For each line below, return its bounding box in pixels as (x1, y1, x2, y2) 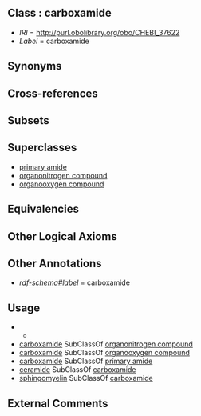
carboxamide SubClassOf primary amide (18, 356, 153, 366)
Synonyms (7, 59, 62, 73)
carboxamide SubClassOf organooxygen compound (18, 348, 191, 358)
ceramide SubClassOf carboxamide (18, 365, 136, 374)
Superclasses (7, 141, 77, 154)
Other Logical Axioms (7, 230, 117, 243)
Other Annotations (7, 256, 102, 270)
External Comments (7, 396, 108, 410)
